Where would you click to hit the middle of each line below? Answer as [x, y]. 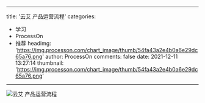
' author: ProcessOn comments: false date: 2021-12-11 [110, 56]
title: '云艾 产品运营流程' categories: [51, 16]
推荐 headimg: [33, 43]
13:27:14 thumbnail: [39, 63]
